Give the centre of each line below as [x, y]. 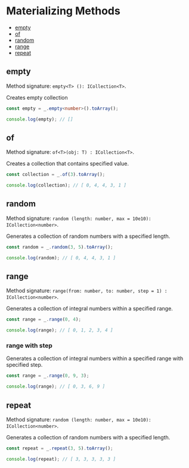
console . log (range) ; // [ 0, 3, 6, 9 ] [56, 387]
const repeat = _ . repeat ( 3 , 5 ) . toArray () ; [60, 448]
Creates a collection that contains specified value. [68, 164]
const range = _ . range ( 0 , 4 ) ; [44, 320]
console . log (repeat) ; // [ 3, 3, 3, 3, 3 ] [61, 459]
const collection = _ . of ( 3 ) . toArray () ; [56, 175]
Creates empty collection [37, 97]
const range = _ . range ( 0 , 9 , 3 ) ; [48, 376]
